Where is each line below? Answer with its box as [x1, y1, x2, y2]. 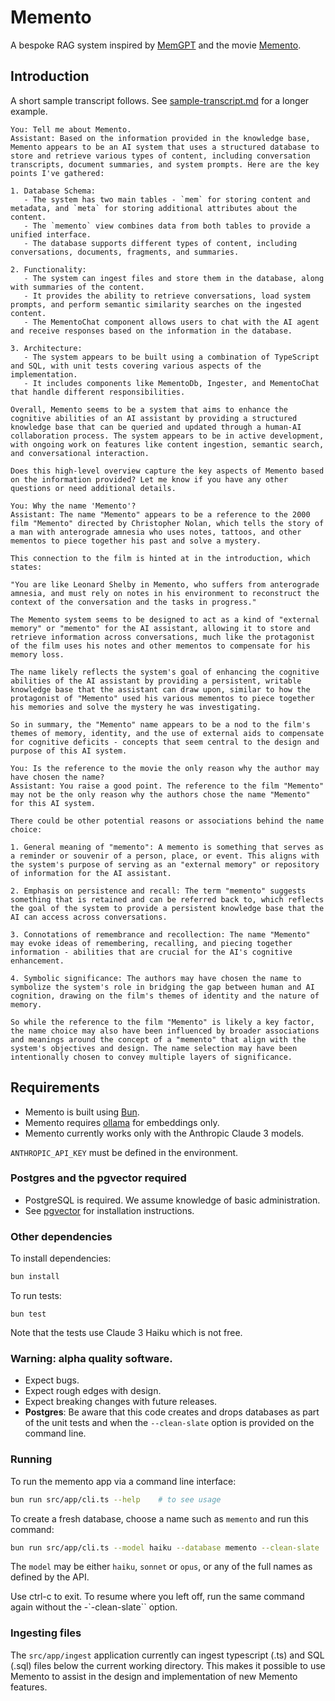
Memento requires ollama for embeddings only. [24, 1116, 220, 1128]
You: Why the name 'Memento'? [10, 501, 137, 511]
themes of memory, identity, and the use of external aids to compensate [10, 728, 325, 738]
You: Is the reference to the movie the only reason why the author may [10, 763, 320, 773]
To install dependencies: [10, 1252, 112, 1265]
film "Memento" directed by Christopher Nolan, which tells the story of [10, 518, 325, 528]
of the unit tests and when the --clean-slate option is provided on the [24, 1417, 315, 1429]
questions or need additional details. [10, 483, 177, 493]
